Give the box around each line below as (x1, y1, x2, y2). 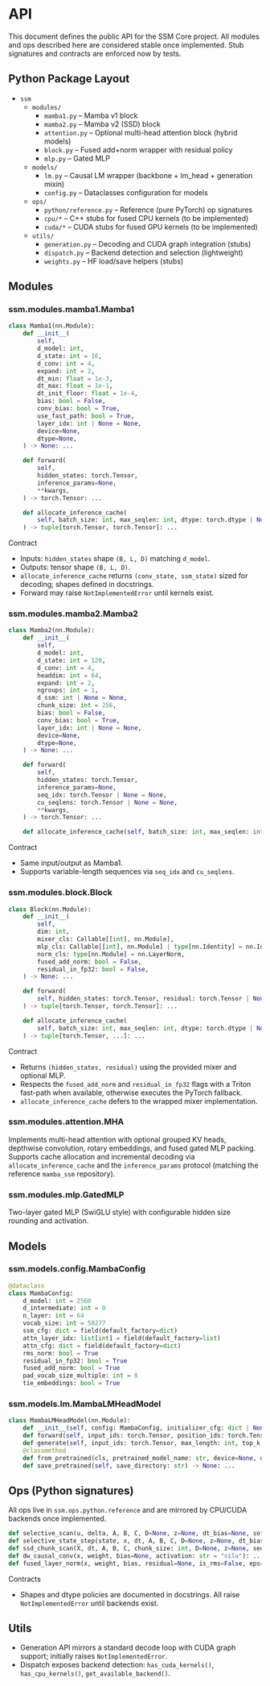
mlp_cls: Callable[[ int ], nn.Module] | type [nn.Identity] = (37, 943, 243, 951)
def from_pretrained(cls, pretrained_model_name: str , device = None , (22, 1454, 257, 1462)
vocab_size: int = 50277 (22, 1319, 106, 1327)
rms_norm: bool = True (22, 1349, 99, 1357)
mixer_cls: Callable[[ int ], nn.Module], (37, 935, 174, 943)
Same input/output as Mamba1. (19, 858, 123, 868)
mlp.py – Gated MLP (43, 153, 111, 163)
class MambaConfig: (8, 1289, 74, 1297)
